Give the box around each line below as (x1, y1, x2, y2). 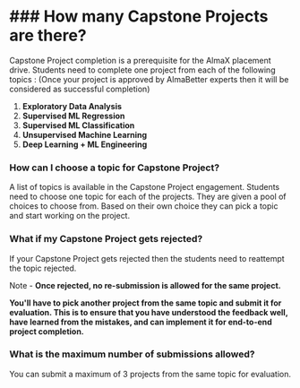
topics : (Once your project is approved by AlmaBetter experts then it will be (9, 73, 289, 84)
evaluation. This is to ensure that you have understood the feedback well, (9, 306, 288, 317)
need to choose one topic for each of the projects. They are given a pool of (9, 191, 287, 203)
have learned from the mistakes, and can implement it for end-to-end (9, 316, 273, 327)
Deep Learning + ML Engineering (21, 139, 148, 150)
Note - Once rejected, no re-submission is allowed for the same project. (9, 280, 281, 290)
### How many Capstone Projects (9, 6, 269, 27)
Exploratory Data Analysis (21, 100, 123, 111)
